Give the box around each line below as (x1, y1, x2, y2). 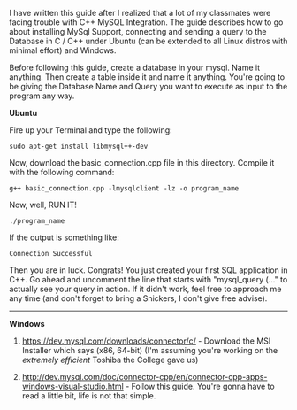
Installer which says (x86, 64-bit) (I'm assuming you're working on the (21, 345, 278, 355)
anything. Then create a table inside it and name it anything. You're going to (9, 72, 286, 82)
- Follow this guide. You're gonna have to (125, 381, 276, 391)
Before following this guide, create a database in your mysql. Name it (9, 62, 261, 73)
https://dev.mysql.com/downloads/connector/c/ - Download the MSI (21, 336, 271, 346)
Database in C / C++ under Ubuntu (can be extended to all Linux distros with (9, 35, 288, 46)
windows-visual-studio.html (21, 381, 124, 391)
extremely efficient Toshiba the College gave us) (21, 354, 199, 365)
